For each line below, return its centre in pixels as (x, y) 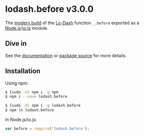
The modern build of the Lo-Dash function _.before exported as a (72, 23)
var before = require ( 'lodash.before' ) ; (48, 129)
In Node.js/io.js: (21, 120)
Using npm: (17, 83)
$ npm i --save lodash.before (36, 97)
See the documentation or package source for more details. (66, 55)
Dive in (16, 44)
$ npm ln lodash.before (30, 110)
